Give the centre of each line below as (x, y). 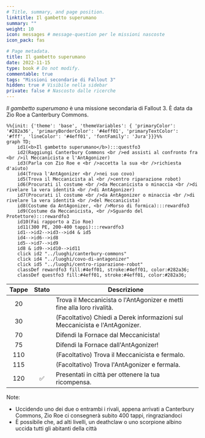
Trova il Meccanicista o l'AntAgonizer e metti (120, 300)
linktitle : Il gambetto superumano (52, 18)
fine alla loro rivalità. (85, 307)
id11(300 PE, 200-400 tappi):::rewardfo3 (70, 227)
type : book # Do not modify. (43, 68)
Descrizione (126, 290)
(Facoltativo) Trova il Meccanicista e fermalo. (120, 355)
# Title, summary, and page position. (56, 12)
